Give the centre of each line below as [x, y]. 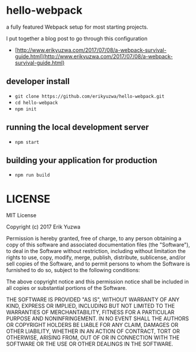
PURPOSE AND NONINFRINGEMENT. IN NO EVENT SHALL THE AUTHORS [98, 319]
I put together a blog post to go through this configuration [77, 38]
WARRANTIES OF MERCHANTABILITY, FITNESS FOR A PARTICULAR [90, 312]
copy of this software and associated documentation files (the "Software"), [98, 245]
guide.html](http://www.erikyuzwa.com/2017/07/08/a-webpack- [94, 56]
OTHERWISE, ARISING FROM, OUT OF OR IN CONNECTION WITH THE [93, 338]
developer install [38, 81]
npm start [27, 142]
